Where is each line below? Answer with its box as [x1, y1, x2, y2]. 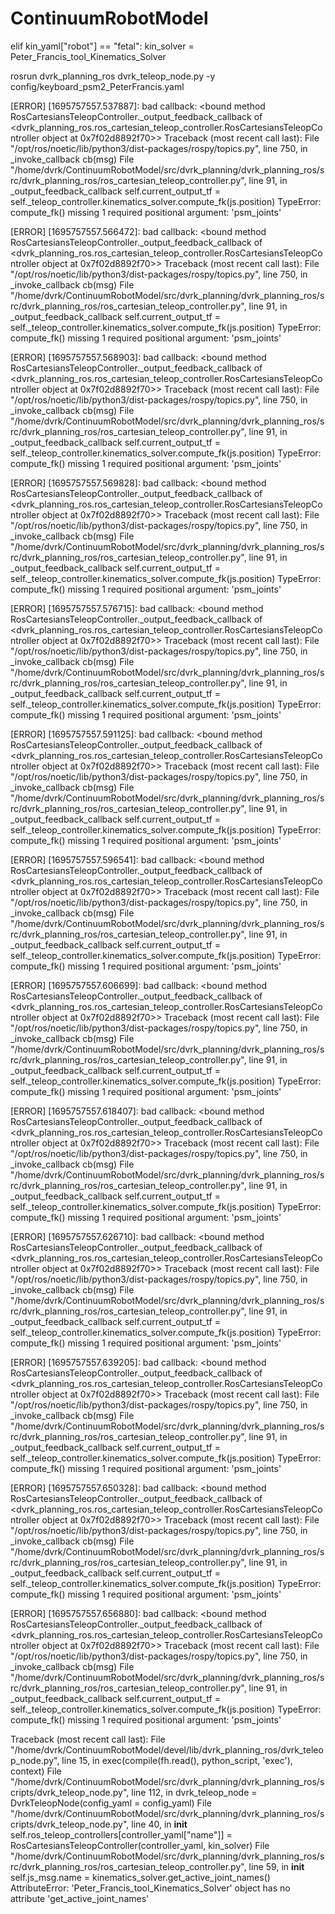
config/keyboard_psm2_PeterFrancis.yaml [10, 80, 185, 92]
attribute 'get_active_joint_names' [10, 1892, 150, 1904]
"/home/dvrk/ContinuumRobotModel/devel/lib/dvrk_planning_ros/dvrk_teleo [10, 1743, 324, 1756]
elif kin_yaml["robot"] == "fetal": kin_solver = [10, 40, 195, 52]
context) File [10, 1765, 62, 1777]
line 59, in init [248, 1860, 305, 1872]
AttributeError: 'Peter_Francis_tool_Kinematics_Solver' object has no [10, 1882, 291, 1894]
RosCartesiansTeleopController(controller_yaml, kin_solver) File [10, 1839, 270, 1851]
